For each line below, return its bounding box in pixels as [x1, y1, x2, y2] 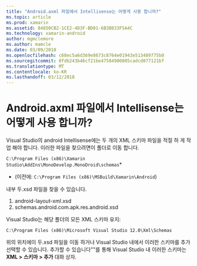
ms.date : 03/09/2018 [6, 47, 57, 53]
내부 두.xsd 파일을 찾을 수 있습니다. [6, 186, 87, 193]
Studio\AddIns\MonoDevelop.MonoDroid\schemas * [6, 161, 122, 168]
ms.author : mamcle [6, 42, 51, 48]
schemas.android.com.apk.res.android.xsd [14, 204, 119, 211]
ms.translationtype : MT [6, 63, 65, 69]
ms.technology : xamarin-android [6, 31, 85, 36]
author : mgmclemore [6, 36, 54, 42]
